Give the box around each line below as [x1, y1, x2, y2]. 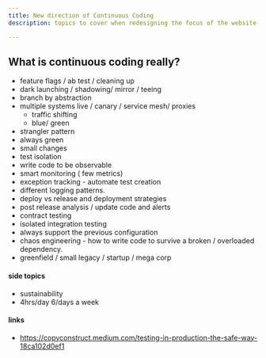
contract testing [19, 211, 72, 220]
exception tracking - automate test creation [19, 177, 161, 187]
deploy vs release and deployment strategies [19, 194, 167, 204]
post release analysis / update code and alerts [19, 203, 171, 212]
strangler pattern [19, 127, 75, 136]
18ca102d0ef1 [19, 341, 65, 351]
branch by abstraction [19, 93, 93, 103]
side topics [8, 271, 46, 280]
